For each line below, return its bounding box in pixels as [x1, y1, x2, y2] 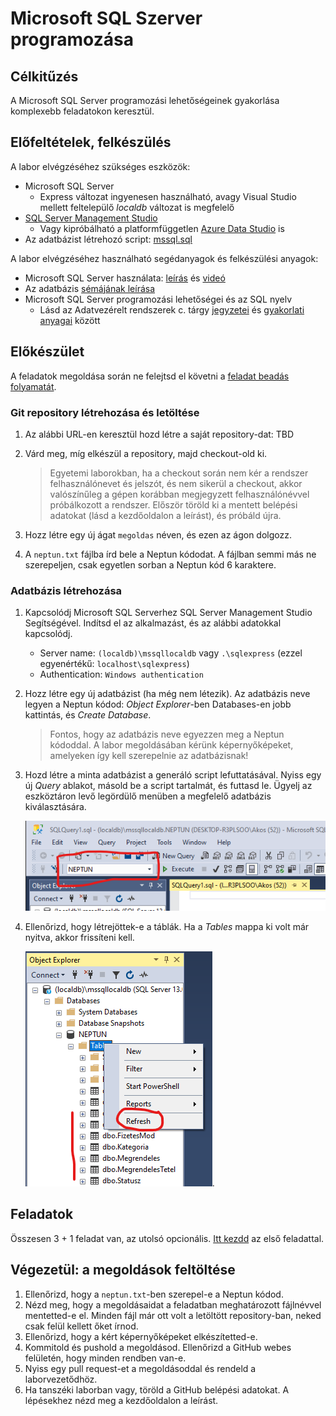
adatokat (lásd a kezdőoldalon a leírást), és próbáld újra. [49, 509, 282, 521]
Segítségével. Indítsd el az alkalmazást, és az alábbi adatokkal [24, 617, 282, 629]
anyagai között [39, 314, 101, 326]
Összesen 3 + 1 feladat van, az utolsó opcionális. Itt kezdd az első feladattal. [10, 1232, 325, 1244]
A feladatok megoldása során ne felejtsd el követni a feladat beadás [10, 370, 290, 382]
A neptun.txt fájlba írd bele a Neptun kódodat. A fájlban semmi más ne [24, 548, 317, 560]
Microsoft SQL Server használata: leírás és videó [24, 272, 226, 284]
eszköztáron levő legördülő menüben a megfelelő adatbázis [24, 790, 272, 802]
